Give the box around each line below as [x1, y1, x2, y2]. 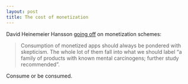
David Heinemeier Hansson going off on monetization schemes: [6, 30, 161, 37]
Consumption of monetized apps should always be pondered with [20, 42, 181, 49]
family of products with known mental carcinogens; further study [20, 54, 179, 62]
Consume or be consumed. [6, 72, 73, 79]
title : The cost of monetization [6, 14, 89, 20]
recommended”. [20, 60, 60, 68]
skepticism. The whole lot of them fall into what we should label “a [20, 48, 182, 55]
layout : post [6, 8, 38, 15]
